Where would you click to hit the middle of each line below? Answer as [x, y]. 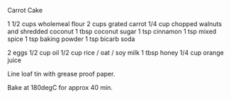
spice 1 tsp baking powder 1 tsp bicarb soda [71, 39]
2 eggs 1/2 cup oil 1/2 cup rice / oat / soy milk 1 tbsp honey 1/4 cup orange [116, 53]
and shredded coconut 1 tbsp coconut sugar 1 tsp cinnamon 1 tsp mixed [112, 31]
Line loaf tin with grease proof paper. [61, 74]
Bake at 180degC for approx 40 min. [60, 87]
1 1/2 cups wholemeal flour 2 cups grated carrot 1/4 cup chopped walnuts [114, 24]
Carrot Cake [25, 10]
